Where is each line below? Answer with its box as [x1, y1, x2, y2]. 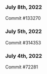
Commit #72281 [5, 64, 38, 70]
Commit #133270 [5, 15, 41, 21]
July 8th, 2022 [5, 4, 42, 11]
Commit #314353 [5, 39, 41, 45]
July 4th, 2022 [5, 52, 42, 59]
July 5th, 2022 [5, 28, 42, 35]
